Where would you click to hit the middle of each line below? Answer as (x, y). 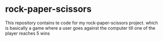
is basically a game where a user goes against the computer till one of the (80, 28)
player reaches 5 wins (28, 33)
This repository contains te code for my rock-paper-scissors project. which (81, 23)
